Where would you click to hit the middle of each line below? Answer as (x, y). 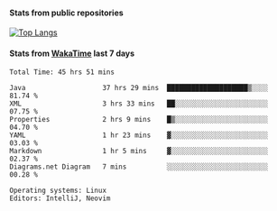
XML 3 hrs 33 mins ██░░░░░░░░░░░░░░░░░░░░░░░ (139, 104)
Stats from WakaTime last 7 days (72, 53)
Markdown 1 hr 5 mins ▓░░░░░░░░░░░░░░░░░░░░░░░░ (139, 151)
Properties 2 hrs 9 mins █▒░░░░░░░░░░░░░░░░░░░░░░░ (139, 120)
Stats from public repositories (66, 13)
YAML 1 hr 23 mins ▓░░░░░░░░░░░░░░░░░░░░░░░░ (139, 135)
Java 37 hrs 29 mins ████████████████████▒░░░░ (139, 88)
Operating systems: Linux (58, 191)
